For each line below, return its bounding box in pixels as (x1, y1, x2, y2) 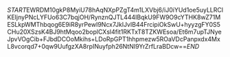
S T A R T (7, 6, 27, 14)
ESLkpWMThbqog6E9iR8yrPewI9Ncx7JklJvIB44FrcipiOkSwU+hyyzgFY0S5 (7, 21, 221, 28)
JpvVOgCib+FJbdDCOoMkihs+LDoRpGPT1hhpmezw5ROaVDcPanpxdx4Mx (7, 35, 221, 43)
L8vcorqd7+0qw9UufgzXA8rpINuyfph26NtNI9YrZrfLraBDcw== (7, 43, 187, 50)
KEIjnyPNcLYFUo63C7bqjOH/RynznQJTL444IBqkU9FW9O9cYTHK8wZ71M (7, 13, 221, 21)
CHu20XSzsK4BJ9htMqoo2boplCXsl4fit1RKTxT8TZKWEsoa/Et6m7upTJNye (7, 27, 222, 36)
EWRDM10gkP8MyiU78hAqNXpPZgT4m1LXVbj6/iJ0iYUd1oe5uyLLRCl (26, 6, 224, 14)
